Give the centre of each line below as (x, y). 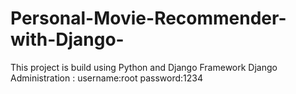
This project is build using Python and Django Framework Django (144, 67)
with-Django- (67, 39)
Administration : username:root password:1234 (106, 78)
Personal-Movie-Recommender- (148, 18)
